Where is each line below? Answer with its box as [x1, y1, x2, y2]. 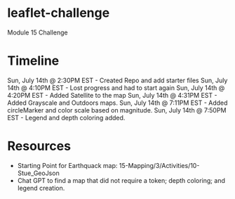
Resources [7, 139, 72, 154]
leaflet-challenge [7, 5, 110, 21]
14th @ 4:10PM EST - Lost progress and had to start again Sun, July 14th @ [7, 83, 225, 92]
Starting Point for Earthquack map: [17, 161, 118, 169]
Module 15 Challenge [7, 28, 68, 37]
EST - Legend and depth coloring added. [7, 113, 126, 122]
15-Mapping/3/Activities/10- [119, 161, 200, 169]
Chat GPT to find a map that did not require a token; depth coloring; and [17, 176, 226, 184]
